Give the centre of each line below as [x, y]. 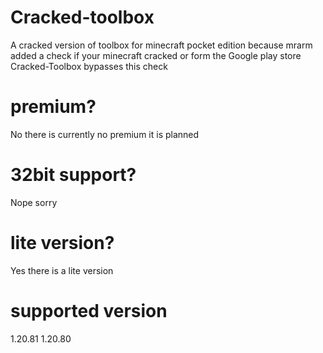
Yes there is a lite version [62, 270]
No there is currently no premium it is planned [105, 134]
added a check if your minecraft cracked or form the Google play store [156, 55]
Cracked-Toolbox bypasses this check [89, 66]
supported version [89, 310]
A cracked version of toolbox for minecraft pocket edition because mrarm [161, 45]
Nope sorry [34, 202]
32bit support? [73, 175]
